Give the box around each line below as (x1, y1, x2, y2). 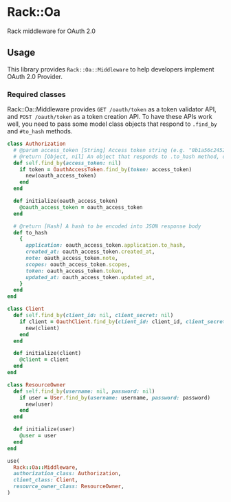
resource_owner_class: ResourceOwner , (13, 483, 125, 490)
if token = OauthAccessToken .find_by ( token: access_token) (19, 166, 192, 173)
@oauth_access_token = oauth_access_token (19, 204, 143, 210)
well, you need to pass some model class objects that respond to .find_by (7, 120, 218, 128)
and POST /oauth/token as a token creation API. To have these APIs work (7, 113, 212, 121)
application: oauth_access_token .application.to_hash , (25, 242, 186, 249)
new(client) (25, 325, 60, 331)
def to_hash (13, 229, 48, 236)
